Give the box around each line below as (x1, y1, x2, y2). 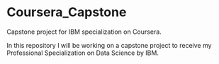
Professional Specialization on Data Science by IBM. (6, 49, 159, 57)
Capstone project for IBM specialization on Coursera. (6, 27, 162, 36)
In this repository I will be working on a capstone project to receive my (6, 41, 212, 49)
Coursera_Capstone (6, 4, 127, 20)
